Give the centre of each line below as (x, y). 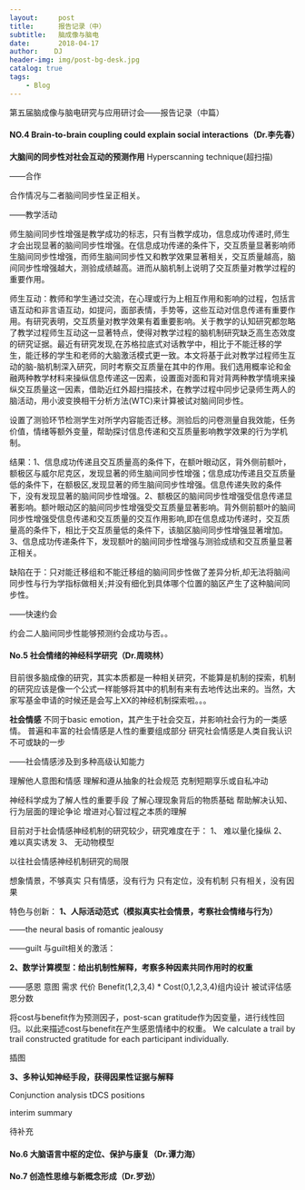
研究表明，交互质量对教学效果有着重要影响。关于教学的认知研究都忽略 (164, 321)
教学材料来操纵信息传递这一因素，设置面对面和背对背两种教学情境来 (160, 378)
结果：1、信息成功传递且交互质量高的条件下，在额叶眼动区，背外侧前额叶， (150, 462)
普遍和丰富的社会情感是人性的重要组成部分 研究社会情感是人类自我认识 (159, 731)
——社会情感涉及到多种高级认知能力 (77, 762)
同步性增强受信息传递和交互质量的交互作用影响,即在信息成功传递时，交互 (146, 518)
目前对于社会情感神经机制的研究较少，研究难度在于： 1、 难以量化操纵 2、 (148, 831)
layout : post (42, 18)
